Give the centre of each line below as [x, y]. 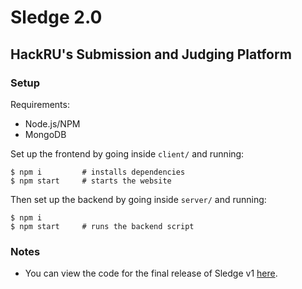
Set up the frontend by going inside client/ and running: [127, 153]
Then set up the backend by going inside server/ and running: [138, 199]
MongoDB [45, 134]
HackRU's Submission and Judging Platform [151, 54]
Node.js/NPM [52, 123]
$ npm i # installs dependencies [98, 172]
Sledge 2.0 [56, 17]
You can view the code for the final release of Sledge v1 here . [151, 273]
